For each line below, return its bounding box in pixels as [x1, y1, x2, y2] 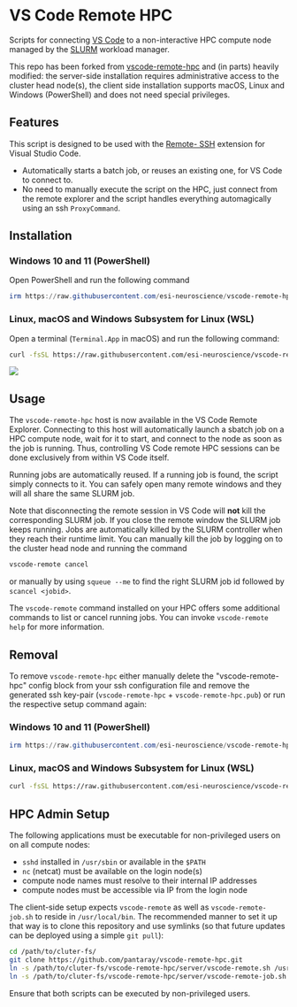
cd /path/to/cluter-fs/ [9, 948, 97, 957]
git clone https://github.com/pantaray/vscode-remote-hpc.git [9, 956, 243, 965]
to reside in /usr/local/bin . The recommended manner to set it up [34, 911, 278, 922]
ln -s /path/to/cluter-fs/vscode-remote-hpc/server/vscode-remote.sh [9, 964, 271, 972]
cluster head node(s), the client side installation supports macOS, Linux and [9, 80, 286, 90]
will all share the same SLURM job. [9, 488, 135, 499]
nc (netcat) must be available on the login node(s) [21, 866, 203, 877]
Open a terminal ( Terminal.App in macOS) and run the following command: [9, 333, 280, 343]
